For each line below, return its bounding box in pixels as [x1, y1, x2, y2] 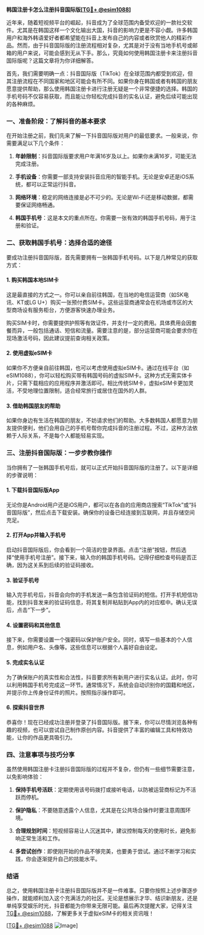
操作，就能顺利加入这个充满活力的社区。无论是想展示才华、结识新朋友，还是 [6, 895, 198, 902]
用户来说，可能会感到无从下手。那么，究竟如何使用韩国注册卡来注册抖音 [16, 49, 198, 57]
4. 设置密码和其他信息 [6, 621, 61, 629]
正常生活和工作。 [20, 834, 64, 842]
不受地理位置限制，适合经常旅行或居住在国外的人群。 [16, 387, 150, 394]
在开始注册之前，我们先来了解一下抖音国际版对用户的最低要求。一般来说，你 [6, 132, 198, 139]
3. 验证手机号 [6, 576, 39, 584]
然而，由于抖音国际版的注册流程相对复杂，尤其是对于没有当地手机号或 [16, 42, 192, 49]
